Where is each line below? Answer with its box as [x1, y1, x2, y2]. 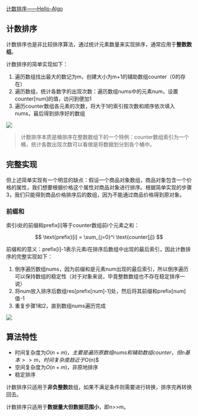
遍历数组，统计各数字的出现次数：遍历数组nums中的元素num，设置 [14, 88, 179, 95]
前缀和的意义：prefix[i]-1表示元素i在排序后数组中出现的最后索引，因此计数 [6, 245, 186, 252]
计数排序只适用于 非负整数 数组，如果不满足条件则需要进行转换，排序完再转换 [6, 383, 192, 390]
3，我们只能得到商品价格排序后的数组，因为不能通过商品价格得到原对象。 [6, 191, 185, 198]
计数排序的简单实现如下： [6, 61, 68, 68]
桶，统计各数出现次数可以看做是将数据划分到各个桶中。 [20, 141, 155, 148]
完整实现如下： [16, 252, 53, 260]
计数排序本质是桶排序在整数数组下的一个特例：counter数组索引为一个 [20, 133, 190, 140]
